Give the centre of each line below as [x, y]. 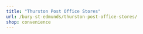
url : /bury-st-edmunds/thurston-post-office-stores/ [72, 17]
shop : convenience [28, 22]
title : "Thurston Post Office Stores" [53, 11]
